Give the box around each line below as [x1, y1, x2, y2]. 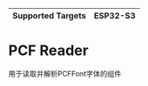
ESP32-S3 [93, 10, 136, 21]
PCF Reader [8, 41, 88, 60]
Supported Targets [12, 10, 87, 21]
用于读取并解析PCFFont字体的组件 [8, 68, 122, 78]
